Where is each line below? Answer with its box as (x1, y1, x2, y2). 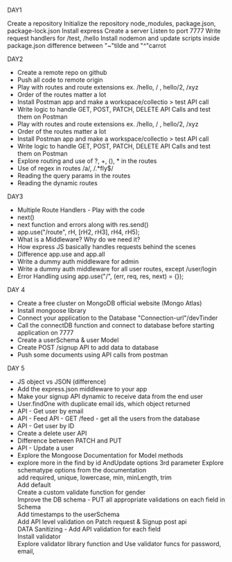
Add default (17, 481, 51, 488)
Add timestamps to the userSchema (17, 510, 120, 518)
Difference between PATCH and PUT (17, 436, 123, 445)
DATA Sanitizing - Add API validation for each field (17, 525, 161, 533)
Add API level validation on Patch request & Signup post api (17, 518, 187, 526)
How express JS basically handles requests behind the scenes (17, 243, 196, 250)
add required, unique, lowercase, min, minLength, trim (17, 473, 172, 482)
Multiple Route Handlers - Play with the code (17, 206, 145, 214)
